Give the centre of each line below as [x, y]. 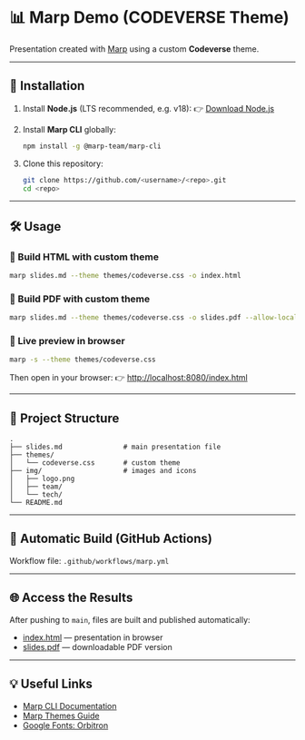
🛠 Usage [35, 227]
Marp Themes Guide [61, 715]
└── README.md [36, 503]
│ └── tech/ [36, 495]
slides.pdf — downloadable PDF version [97, 646]
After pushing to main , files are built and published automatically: [130, 619]
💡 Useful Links [51, 684]
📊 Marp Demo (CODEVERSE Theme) [149, 18]
